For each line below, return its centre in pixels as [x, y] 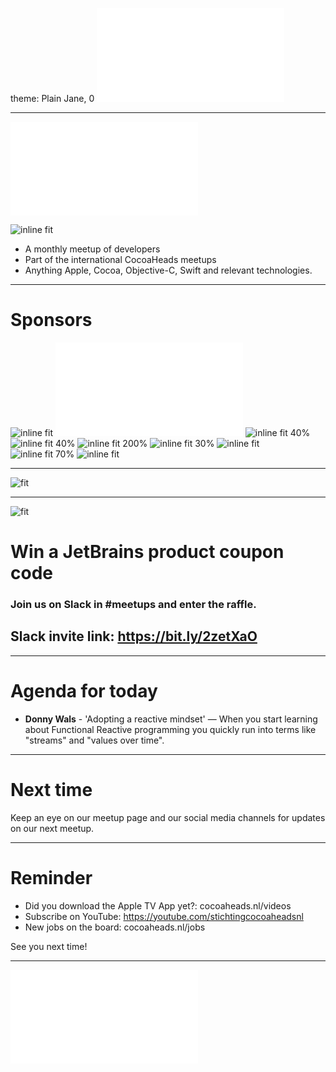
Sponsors [51, 320]
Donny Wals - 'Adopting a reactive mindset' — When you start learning [171, 719]
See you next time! [49, 946]
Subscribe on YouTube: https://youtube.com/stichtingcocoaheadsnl [164, 916]
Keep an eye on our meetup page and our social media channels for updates [168, 817]
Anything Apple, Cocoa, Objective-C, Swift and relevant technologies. [168, 270]
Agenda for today [84, 691]
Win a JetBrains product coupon [147, 552]
